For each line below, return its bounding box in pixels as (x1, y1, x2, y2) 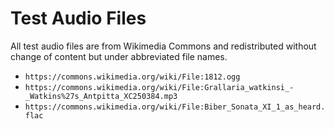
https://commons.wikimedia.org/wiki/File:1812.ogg (24, 72, 241, 82)
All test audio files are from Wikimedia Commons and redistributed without (10, 40, 317, 52)
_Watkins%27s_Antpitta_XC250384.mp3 (24, 91, 178, 101)
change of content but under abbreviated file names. (10, 50, 228, 62)
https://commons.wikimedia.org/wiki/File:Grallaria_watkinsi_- (24, 82, 295, 92)
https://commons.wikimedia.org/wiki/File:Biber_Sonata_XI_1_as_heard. (24, 102, 326, 112)
